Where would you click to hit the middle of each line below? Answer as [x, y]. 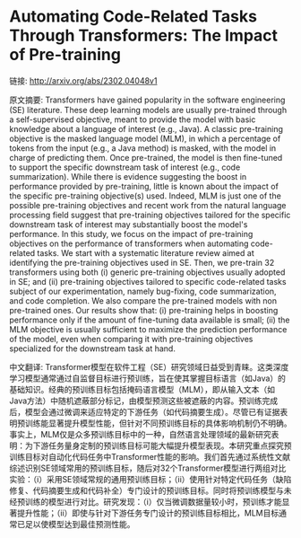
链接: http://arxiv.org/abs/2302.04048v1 [83, 80]
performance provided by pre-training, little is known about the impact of [144, 186]
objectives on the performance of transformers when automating [129, 243]
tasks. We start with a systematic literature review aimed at [146, 252]
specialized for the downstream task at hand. [93, 348]
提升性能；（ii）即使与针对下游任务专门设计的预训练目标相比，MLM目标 [148, 513]
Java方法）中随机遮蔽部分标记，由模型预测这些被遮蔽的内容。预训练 [136, 401]
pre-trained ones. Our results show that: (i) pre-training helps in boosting [144, 310]
